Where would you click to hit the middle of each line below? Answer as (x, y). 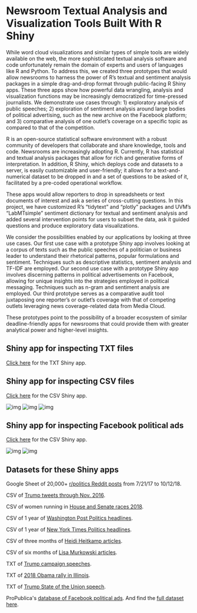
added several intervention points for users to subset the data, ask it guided (98, 219)
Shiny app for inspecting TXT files (70, 348)
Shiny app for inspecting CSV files (70, 381)
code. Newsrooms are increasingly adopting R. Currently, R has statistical (95, 151)
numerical (18, 176)
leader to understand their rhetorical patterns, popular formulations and (93, 255)
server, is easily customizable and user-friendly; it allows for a (81, 170)
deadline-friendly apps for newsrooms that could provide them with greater (98, 323)
